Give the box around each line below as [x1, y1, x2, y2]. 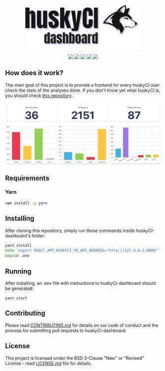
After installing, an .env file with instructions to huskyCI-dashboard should [5, 280, 156, 286]
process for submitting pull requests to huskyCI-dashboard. [5, 327, 127, 333]
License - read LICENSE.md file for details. [5, 360, 92, 366]
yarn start [5, 295, 28, 301]
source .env [5, 253, 30, 259]
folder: [32, 233, 45, 239]
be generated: [5, 285, 34, 291]
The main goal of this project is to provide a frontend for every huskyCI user [5, 82, 160, 88]
